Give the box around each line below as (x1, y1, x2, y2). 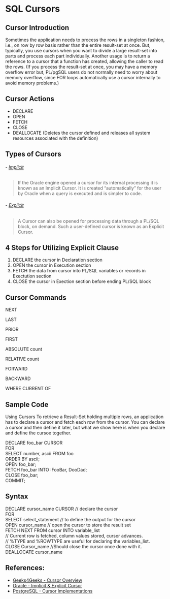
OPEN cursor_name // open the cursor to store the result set (5, 522, 131, 528)
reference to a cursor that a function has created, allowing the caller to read (5, 58, 164, 64)
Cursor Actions (5, 94, 54, 103)
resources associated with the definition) (12, 135, 98, 141)
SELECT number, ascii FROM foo (5, 451, 74, 457)
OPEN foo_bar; (5, 461, 37, 467)
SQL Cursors (5, 3, 60, 15)
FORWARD (5, 366, 28, 372)
